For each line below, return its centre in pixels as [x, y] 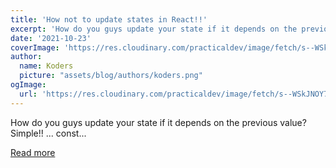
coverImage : [35, 47]
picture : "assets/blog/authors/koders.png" [111, 76]
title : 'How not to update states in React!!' [109, 19]
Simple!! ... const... [48, 133]
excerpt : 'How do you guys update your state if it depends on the [154, 29]
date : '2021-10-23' [51, 38]
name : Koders [46, 66]
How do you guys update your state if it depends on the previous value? [158, 122]
